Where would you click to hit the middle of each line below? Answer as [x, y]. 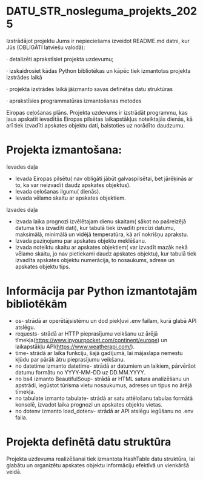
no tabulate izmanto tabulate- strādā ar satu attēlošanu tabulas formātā [104, 398]
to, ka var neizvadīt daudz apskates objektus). [73, 185]
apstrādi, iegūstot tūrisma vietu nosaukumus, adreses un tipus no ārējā [103, 385]
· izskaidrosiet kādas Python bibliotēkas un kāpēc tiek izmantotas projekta [98, 70]
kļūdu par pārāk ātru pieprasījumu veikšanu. [70, 359]
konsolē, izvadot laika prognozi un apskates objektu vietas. [88, 404]
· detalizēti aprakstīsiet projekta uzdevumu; [60, 59]
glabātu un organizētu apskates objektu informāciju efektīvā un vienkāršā [98, 465]
